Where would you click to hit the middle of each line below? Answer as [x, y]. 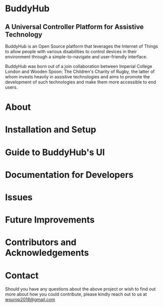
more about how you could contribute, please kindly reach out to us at [76, 294]
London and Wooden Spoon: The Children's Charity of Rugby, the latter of [80, 71]
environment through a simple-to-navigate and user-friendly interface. [76, 57]
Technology [24, 34]
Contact [22, 275]
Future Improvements [50, 220]
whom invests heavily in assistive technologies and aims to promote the [78, 77]
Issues [19, 197]
